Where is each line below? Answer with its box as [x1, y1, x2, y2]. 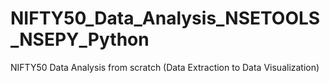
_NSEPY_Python [10, 28, 150, 51]
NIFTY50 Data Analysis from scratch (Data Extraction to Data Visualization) [10, 61, 320, 73]
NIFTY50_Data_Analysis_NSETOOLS [10, 7, 321, 30]
